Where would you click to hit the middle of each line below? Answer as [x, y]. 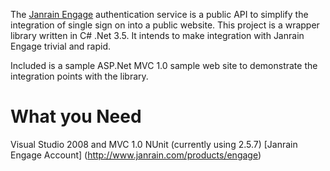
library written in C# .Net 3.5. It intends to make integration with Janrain [157, 35]
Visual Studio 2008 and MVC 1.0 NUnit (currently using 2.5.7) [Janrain [154, 144]
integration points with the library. [79, 76]
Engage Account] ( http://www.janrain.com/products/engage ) [136, 155]
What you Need [76, 116]
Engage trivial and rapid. [60, 46]
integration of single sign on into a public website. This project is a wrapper [165, 25]
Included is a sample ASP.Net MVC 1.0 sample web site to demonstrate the [164, 65]
